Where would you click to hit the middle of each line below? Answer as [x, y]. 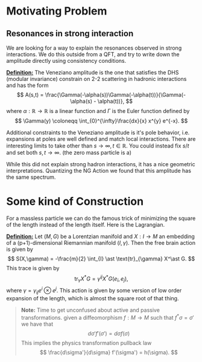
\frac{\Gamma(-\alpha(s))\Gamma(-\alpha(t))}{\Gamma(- [115, 95]
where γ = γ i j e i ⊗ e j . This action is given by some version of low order [94, 291]
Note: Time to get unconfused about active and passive [90, 310]
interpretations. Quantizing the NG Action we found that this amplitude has [99, 171]
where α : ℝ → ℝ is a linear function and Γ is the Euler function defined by [98, 111]
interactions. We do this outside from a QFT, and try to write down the [93, 54]
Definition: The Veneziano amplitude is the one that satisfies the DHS [93, 73]
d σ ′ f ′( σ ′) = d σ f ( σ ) [109, 333]
